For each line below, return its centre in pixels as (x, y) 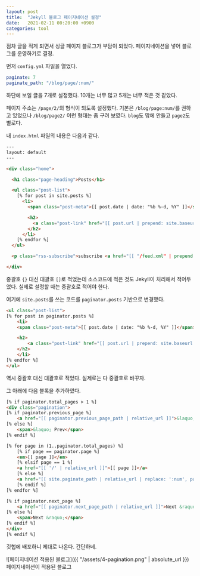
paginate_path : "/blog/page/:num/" (50, 83)
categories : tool (28, 28)
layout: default (26, 152)
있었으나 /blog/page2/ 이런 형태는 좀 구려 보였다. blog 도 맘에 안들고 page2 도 (101, 115)
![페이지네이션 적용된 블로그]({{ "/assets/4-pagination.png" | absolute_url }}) (98, 559)
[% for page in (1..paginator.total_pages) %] (65, 446)
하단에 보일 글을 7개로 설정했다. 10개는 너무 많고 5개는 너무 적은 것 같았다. (92, 95)
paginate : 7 (21, 78)
